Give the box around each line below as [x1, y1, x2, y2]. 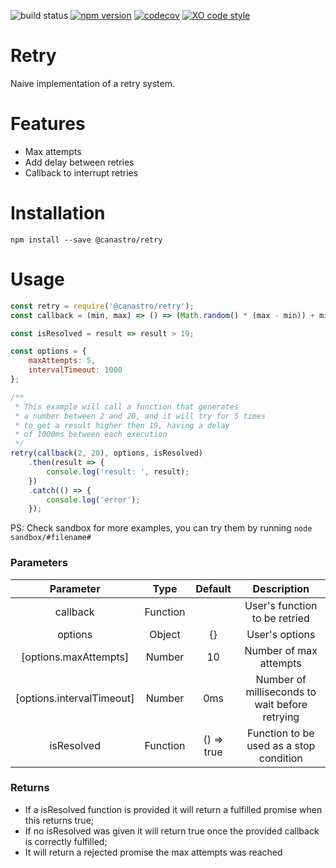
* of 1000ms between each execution [14, 430, 168, 440]
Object [149, 627, 181, 641]
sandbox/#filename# [10, 533, 92, 543]
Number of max [244, 643, 318, 657]
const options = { [10, 346, 87, 357]
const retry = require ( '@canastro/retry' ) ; [10, 301, 195, 311]
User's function [244, 598, 318, 612]
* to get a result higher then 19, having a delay [14, 420, 230, 430]
